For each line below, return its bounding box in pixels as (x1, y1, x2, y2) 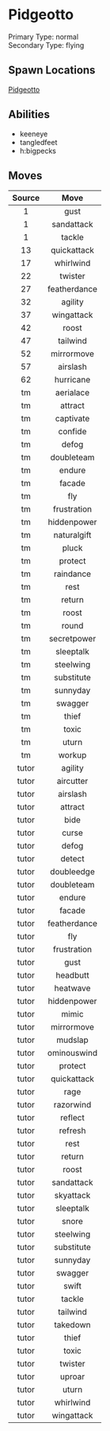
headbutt (55, 970, 89, 981)
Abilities (8, 108, 50, 121)
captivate (55, 413, 90, 424)
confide (58, 426, 87, 437)
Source (12, 193, 40, 204)
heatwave (54, 982, 91, 994)
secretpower (48, 633, 97, 645)
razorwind (53, 1100, 92, 1111)
